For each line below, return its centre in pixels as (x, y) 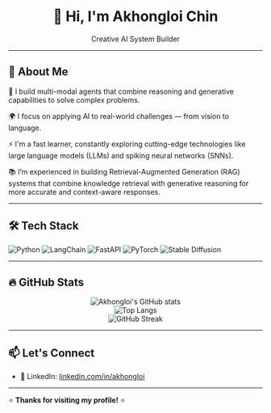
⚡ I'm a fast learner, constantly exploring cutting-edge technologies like (127, 144)
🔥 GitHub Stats (46, 282)
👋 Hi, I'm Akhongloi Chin (135, 17)
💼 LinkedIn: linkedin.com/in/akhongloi (82, 377)
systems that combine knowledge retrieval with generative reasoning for (129, 183)
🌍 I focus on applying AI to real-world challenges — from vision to (119, 116)
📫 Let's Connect (52, 353)
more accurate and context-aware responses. (84, 192)
